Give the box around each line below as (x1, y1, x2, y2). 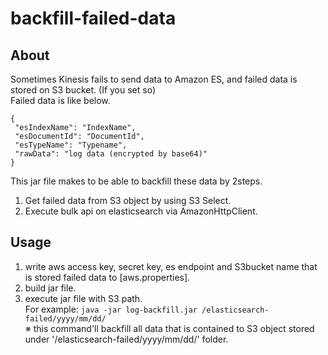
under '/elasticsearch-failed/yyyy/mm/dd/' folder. (24, 333, 229, 345)
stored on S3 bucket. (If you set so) (10, 84, 157, 96)
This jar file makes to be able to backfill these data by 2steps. (10, 175, 263, 187)
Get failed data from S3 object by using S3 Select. (24, 195, 232, 206)
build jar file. (24, 282, 77, 294)
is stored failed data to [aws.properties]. (24, 271, 191, 283)
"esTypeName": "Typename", (14, 140, 128, 150)
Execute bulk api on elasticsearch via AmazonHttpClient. (24, 205, 258, 217)
